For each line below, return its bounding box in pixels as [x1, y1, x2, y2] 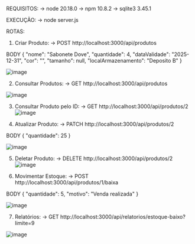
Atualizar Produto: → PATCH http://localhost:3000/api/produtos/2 [14, 121, 174, 128]
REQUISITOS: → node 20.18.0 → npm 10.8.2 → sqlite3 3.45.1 [6, 5, 152, 12]
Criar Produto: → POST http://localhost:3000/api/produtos [14, 40, 157, 46]
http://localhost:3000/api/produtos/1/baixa [14, 179, 119, 186]
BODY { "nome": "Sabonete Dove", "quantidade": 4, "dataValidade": [6, 51, 171, 58]
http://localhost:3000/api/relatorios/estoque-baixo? [60, 213, 186, 220]
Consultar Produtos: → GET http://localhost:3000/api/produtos [14, 80, 168, 87]
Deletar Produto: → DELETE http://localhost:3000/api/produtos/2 [14, 155, 173, 162]
